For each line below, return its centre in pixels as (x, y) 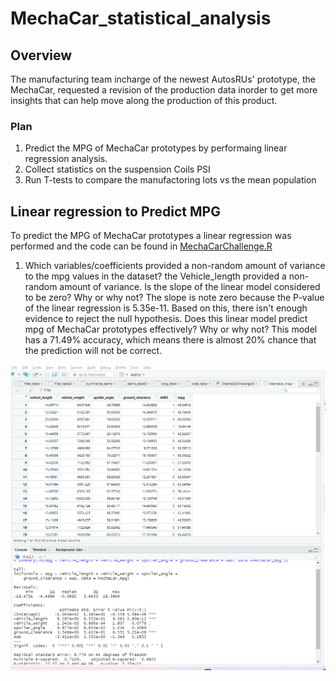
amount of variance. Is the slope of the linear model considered (190, 287)
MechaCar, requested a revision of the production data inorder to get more (164, 90)
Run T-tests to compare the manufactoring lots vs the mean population (170, 180)
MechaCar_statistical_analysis (141, 18)
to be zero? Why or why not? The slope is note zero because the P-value (174, 298)
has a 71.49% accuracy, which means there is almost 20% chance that (170, 340)
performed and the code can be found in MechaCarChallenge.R (141, 246)
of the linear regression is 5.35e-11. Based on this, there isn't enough (166, 308)
